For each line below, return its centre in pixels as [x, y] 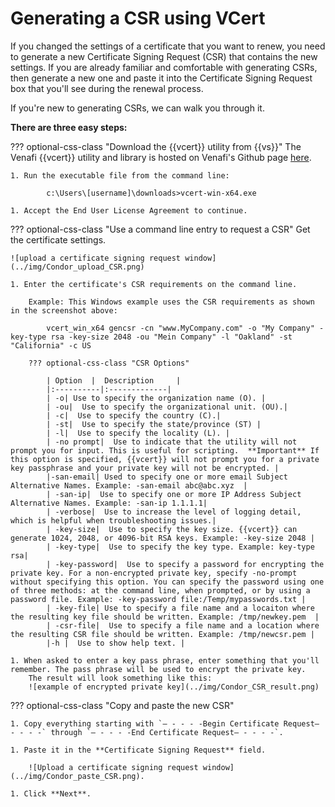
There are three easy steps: [69, 127]
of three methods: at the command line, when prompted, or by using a [160, 590]
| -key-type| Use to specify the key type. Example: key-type [180, 547]
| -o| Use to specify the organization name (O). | [156, 398]
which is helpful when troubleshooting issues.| [113, 520]
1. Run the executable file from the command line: [120, 175]
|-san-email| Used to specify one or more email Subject [167, 477]
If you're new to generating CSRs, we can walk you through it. [137, 108]
